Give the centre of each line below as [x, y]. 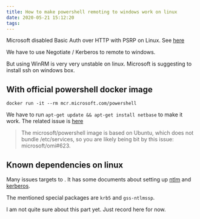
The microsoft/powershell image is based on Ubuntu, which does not [107, 133]
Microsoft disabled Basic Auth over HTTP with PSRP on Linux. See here [95, 41]
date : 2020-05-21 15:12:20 [40, 18]
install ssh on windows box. [41, 70]
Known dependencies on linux [65, 165]
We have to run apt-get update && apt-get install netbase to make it [95, 115]
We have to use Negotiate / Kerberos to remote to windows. [81, 52]
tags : [13, 23]
